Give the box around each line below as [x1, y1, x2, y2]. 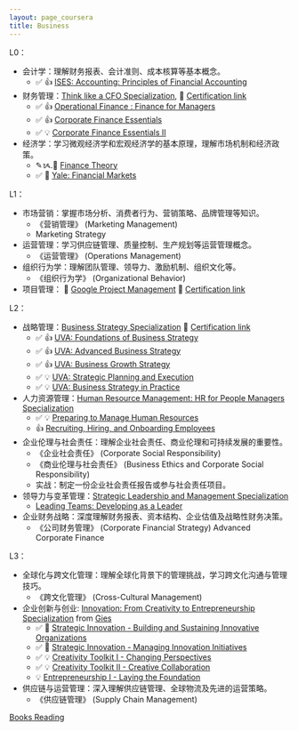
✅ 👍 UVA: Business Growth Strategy [35, 358, 171, 369]
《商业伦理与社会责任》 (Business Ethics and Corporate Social [35, 459, 264, 470]
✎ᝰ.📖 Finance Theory [35, 159, 118, 170]
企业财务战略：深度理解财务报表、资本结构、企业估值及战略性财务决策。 [21, 510, 287, 521]
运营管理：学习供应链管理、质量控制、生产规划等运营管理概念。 [21, 239, 256, 250]
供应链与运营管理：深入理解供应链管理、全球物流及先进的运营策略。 [21, 682, 272, 694]
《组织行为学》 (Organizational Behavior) [35, 272, 187, 283]
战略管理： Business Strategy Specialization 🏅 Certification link [21, 321, 251, 332]
